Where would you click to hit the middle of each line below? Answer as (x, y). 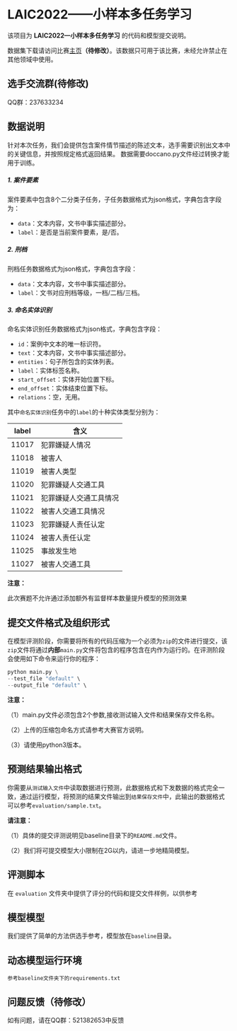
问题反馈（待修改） (49, 1002)
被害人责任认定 (65, 538)
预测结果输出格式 (45, 769)
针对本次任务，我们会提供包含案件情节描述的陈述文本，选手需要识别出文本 (116, 145)
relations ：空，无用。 (51, 397)
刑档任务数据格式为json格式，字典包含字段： (73, 269)
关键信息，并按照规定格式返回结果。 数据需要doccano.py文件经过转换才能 (121, 153)
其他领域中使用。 (32, 59)
